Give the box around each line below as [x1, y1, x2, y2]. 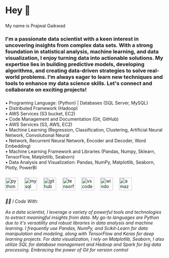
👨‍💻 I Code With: [5, 198, 39, 204]
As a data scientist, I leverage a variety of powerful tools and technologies [5, 209, 161, 215]
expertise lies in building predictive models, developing [5, 61, 145, 68]
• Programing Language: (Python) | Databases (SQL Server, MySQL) [5, 100, 148, 106]
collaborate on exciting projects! [5, 86, 87, 93]
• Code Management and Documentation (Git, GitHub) [5, 116, 119, 122]
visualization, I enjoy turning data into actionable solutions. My [5, 54, 163, 61]
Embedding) [5, 143, 31, 149]
